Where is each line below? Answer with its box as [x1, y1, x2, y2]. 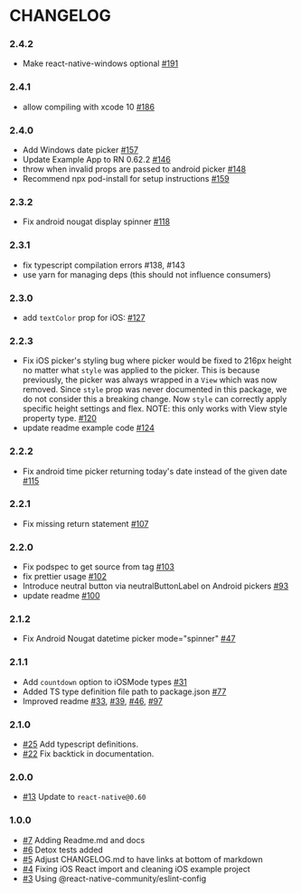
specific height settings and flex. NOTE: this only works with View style [22, 403, 287, 414]
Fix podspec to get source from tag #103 [22, 561, 174, 572]
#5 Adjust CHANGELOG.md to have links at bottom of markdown [22, 853, 264, 864]
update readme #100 [22, 590, 100, 601]
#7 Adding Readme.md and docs [22, 834, 146, 845]
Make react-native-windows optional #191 [22, 58, 179, 69]
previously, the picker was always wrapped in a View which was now [22, 374, 277, 385]
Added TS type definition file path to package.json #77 [22, 686, 227, 697]
